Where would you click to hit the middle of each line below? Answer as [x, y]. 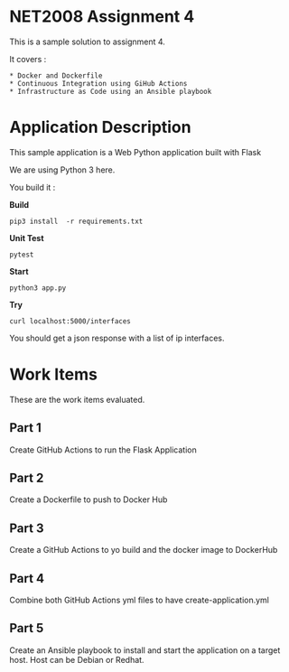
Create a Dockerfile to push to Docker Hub [89, 499]
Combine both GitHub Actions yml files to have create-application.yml [139, 600]
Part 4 [27, 579]
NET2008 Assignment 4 [102, 17]
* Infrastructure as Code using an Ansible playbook [111, 91]
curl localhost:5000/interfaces [70, 321]
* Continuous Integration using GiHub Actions [98, 83]
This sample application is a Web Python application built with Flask [135, 152]
